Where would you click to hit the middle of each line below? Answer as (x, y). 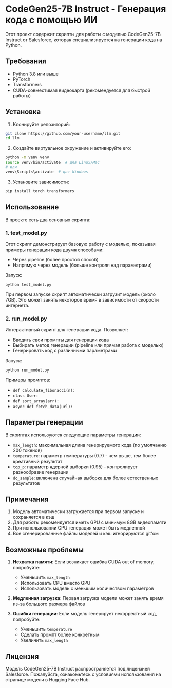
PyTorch (22, 79)
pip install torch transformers (40, 191)
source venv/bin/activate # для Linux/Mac (53, 163)
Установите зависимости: (41, 182)
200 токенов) (27, 450)
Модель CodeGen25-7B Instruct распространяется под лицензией (78, 669)
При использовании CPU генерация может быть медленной (79, 528)
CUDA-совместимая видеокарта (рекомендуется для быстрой (81, 90)
